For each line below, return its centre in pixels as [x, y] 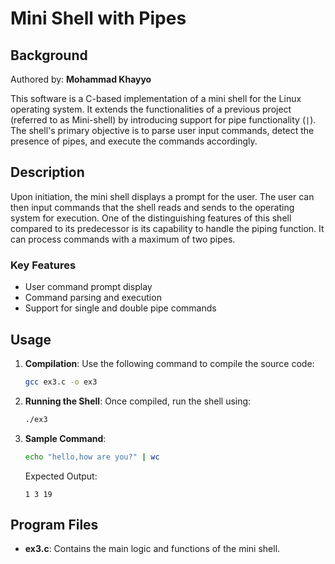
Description [47, 172]
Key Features [43, 265]
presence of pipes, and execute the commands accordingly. [134, 141]
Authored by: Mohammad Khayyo [81, 79]
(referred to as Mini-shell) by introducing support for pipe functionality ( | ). [163, 120]
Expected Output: [61, 476]
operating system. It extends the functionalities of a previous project [151, 109]
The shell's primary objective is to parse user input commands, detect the [162, 130]
